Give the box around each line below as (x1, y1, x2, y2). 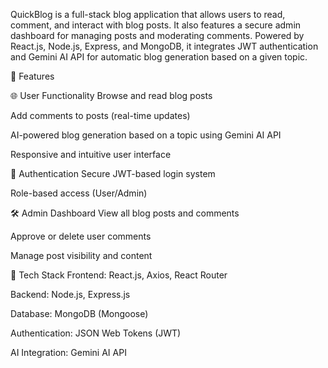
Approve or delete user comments (10, 230, 152, 242)
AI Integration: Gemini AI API (10, 347, 127, 358)
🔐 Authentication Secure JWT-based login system (10, 168, 216, 179)
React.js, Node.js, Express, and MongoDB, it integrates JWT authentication (10, 40, 319, 52)
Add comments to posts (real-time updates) (10, 110, 191, 121)
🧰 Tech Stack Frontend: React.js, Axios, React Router (10, 269, 228, 281)
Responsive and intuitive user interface (10, 149, 172, 160)
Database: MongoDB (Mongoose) (10, 308, 149, 319)
